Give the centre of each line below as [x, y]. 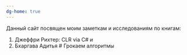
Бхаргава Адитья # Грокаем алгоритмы [64, 46]
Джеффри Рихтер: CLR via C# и [54, 39]
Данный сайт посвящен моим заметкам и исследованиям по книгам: [93, 28]
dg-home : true [24, 11]
